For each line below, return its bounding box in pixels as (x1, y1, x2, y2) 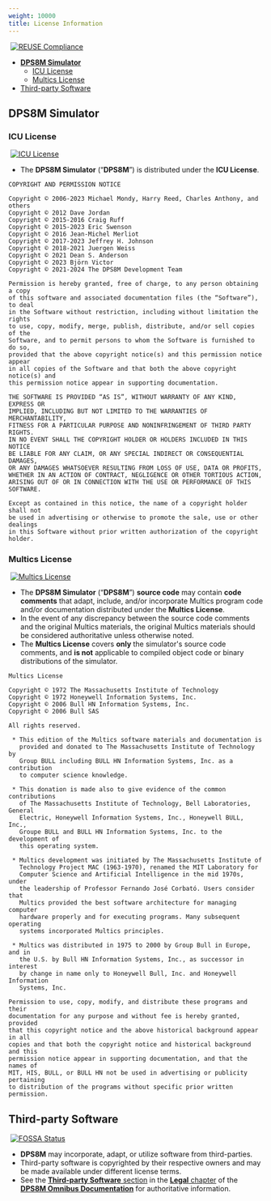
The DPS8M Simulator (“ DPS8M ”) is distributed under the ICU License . (19, 165, 260, 175)
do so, (8, 343, 31, 352)
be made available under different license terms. (19, 1167, 182, 1177)
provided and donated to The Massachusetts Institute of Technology (19, 743, 255, 752)
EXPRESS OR (8, 400, 45, 409)
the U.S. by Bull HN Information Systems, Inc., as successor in (19, 956, 244, 964)
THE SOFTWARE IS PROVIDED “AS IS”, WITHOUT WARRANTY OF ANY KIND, (8, 394, 237, 402)
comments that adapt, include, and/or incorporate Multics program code (19, 596, 264, 606)
